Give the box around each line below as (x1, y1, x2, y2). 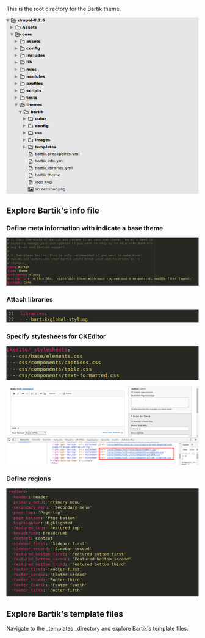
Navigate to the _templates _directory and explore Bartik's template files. (6, 625, 189, 633)
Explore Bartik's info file (6, 206, 99, 216)
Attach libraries (6, 295, 54, 303)
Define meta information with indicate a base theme (6, 223, 164, 232)
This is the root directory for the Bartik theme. (6, 5, 121, 12)
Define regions (6, 474, 51, 483)
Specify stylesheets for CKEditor (6, 332, 106, 341)
